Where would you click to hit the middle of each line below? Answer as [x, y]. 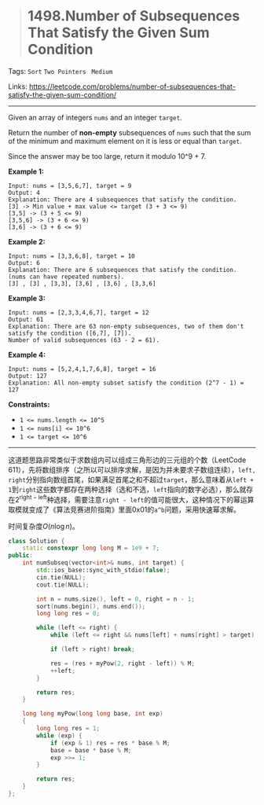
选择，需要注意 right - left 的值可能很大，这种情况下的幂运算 [154, 499]
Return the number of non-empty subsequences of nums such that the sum [130, 132]
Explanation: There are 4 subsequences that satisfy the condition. [123, 200]
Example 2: [27, 241]
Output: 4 [24, 193]
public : [21, 556]
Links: [18, 86]
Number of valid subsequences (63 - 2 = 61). [84, 340]
